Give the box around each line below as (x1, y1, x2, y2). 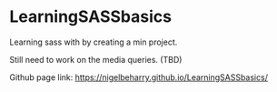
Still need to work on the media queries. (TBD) (9, 54, 183, 65)
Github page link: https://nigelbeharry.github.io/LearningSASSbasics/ (9, 71, 268, 83)
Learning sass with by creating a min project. (9, 36, 178, 47)
